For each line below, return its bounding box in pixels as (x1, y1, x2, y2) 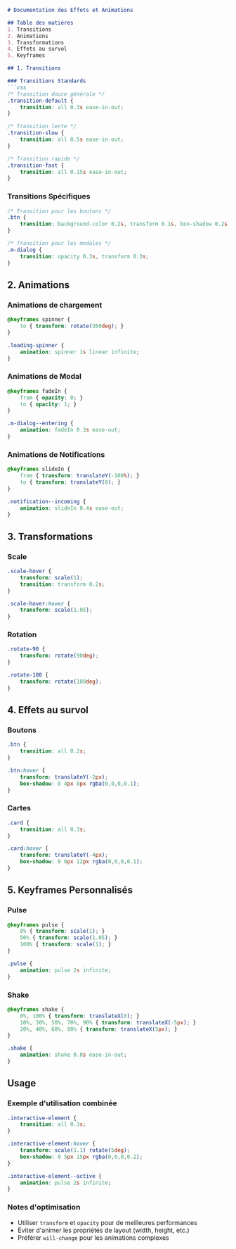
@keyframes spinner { (7, 316, 71, 323)
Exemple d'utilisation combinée (7, 1098, 117, 1108)
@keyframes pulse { (7, 921, 65, 929)
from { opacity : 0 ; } (20, 394, 83, 401)
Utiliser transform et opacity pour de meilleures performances (17, 1218, 198, 1226)
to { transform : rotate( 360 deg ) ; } (20, 322, 124, 330)
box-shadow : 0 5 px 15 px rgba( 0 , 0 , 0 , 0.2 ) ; (20, 1153, 143, 1160)
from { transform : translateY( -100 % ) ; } (20, 472, 140, 479)
